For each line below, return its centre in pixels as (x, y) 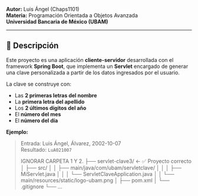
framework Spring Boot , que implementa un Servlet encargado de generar (97, 66)
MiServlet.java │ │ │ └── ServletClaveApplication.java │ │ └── (98, 174)
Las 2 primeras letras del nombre (56, 95)
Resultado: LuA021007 (46, 149)
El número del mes (38, 114)
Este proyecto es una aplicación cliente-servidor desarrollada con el (90, 60)
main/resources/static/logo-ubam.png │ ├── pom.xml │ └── (95, 180)
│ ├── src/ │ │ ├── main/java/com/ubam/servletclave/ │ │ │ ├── (101, 168)
